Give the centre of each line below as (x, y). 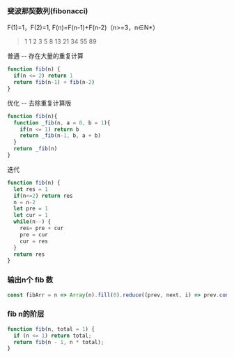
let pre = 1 (31, 209)
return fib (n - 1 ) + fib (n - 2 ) (54, 83)
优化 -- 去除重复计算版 (39, 103)
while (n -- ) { (32, 222)
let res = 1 (31, 189)
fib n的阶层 (26, 314)
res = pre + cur (42, 229)
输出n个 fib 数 (30, 280)
